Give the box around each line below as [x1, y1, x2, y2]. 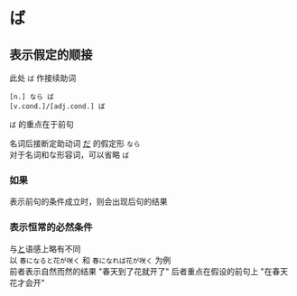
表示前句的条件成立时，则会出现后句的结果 [9, 196, 168, 208]
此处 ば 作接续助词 [9, 73, 77, 83]
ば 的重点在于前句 [9, 119, 74, 129]
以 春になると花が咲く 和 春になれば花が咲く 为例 [9, 254, 172, 265]
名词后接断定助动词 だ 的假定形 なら [9, 138, 141, 149]
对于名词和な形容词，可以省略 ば [9, 150, 129, 160]
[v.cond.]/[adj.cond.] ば [9, 102, 106, 111]
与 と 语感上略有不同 [9, 243, 81, 254]
